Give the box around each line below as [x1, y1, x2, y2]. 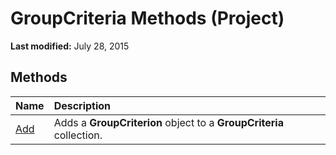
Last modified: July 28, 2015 [10, 40, 130, 52]
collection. [53, 128, 103, 142]
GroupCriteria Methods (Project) [10, 7, 285, 30]
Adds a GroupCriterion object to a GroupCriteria [53, 115, 284, 129]
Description [53, 98, 112, 112]
